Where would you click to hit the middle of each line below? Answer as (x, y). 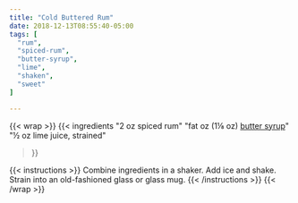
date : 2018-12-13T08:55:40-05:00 (72, 26)
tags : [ (24, 34)
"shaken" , (35, 76)
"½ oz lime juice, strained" (58, 135)
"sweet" (32, 84)
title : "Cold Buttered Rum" (62, 17)
